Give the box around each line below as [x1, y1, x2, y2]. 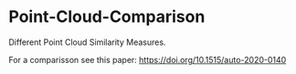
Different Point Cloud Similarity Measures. [8, 37, 166, 48]
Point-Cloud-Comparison [8, 6, 206, 27]
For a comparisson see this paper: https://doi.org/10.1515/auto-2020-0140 [8, 54, 287, 65]
